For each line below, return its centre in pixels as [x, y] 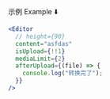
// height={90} [40, 36]
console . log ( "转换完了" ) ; [63, 74]
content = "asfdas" [44, 44]
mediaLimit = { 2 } [40, 59]
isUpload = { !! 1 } [40, 51]
